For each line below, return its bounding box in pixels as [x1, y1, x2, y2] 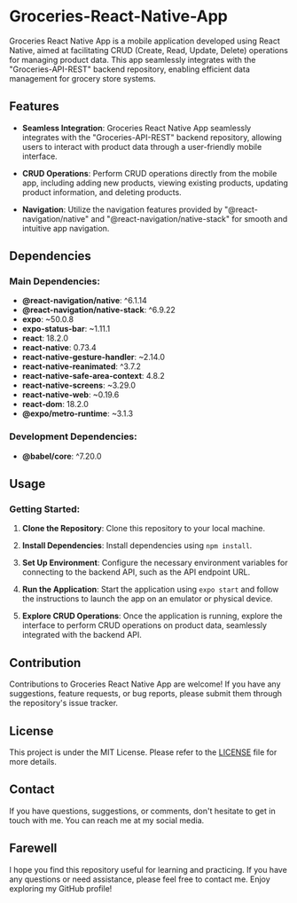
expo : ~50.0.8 [21, 314, 74, 325]
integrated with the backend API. [21, 630, 142, 640]
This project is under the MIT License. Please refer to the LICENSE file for [9, 747, 277, 758]
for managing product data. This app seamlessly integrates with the [9, 54, 256, 65]
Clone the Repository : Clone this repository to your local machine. [21, 523, 266, 534]
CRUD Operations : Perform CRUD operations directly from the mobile [21, 168, 277, 178]
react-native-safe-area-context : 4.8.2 [21, 371, 166, 381]
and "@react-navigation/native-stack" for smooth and [90, 213, 288, 224]
